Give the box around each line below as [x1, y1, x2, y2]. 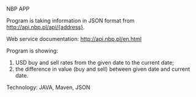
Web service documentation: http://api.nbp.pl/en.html [6, 35, 142, 42]
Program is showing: [6, 47, 58, 54]
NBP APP [6, 5, 30, 12]
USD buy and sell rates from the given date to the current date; [15, 59, 175, 66]
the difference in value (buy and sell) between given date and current [15, 65, 190, 73]
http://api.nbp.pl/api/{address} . [6, 24, 85, 31]
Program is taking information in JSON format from [6, 17, 135, 24]
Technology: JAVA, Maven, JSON [6, 84, 91, 91]
